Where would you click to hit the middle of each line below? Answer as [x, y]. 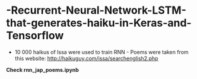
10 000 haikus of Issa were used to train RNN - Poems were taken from [101, 52]
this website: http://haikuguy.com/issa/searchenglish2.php [86, 58]
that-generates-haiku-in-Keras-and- [99, 23]
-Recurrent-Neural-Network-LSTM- [96, 10]
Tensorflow [35, 36]
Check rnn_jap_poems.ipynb [42, 69]
